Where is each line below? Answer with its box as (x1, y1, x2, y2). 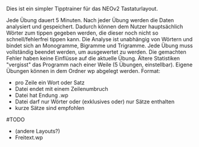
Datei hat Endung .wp (14, 92, 69, 99)
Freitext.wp (14, 134, 43, 141)
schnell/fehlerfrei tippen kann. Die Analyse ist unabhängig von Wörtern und (6, 36, 193, 42)
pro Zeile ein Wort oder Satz (14, 79, 85, 86)
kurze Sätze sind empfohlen (14, 105, 85, 111)
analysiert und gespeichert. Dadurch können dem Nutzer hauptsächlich (6, 23, 183, 30)
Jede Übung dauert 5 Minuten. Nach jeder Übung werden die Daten (6, 17, 174, 23)
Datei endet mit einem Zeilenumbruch (14, 85, 108, 92)
